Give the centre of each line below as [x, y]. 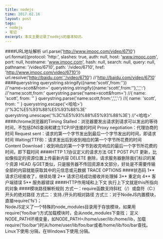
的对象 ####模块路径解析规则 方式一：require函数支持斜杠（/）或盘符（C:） [81, 188]
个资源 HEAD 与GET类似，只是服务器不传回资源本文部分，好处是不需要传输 [80, 164]
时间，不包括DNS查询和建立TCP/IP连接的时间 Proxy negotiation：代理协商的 [81, 127]
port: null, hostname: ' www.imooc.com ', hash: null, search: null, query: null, [80, 62]
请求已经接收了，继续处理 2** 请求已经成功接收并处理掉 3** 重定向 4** [78, 176]
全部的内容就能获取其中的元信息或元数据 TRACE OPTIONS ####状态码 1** [80, 170]
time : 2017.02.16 [23, 14]
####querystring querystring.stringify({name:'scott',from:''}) [66, 82]
